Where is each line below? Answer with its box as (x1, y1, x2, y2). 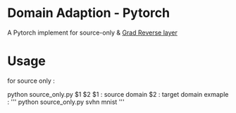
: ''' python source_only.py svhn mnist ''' (7, 97, 125, 106)
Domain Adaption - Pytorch (7, 5, 170, 21)
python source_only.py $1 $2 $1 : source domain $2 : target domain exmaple (7, 90, 229, 98)
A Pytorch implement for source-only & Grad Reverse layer (7, 28, 178, 37)
